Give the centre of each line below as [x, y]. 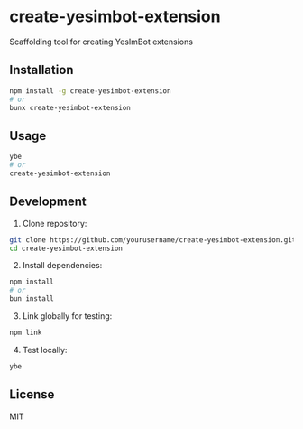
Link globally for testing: [67, 316]
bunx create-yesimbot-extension [70, 107]
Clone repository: [55, 223]
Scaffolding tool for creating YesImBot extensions [101, 42]
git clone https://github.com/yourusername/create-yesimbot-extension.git [153, 240]
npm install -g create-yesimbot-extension [90, 91]
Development [48, 202]
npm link [26, 332]
